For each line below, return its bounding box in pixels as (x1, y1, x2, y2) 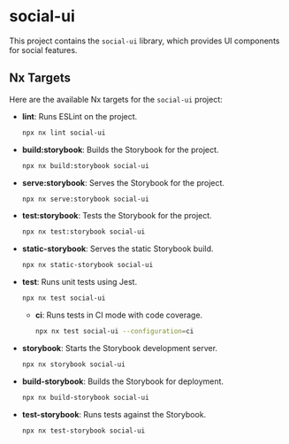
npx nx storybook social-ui (21, 360, 125, 369)
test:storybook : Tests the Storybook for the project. (21, 211, 212, 221)
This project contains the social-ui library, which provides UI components (9, 35, 280, 46)
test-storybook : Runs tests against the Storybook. (21, 409, 207, 419)
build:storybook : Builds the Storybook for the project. (21, 144, 219, 155)
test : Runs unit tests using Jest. (21, 277, 138, 287)
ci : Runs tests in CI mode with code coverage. (34, 310, 203, 320)
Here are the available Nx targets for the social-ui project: (9, 94, 223, 104)
